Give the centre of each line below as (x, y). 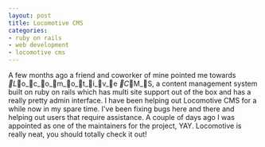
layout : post (30, 15)
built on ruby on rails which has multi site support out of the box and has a (130, 92)
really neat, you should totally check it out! (78, 134)
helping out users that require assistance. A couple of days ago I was (121, 117)
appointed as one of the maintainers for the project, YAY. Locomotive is (125, 126)
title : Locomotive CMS (46, 23)
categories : (28, 30)
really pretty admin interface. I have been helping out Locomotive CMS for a (132, 101)
